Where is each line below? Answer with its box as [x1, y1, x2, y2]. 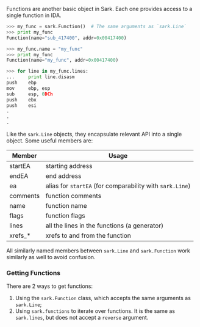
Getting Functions [6, 268, 61, 277]
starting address [45, 162, 93, 170]
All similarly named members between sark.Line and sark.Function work [6, 247, 190, 254]
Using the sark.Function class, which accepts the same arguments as [15, 295, 191, 302]
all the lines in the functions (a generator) [45, 221, 163, 230]
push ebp [6, 79, 37, 86]
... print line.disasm [6, 74, 75, 80]
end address [45, 172, 82, 180]
